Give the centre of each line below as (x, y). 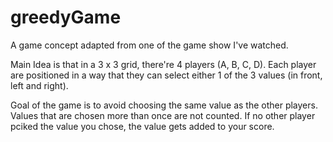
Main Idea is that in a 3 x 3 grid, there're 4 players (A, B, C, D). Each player (163, 64)
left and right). (39, 85)
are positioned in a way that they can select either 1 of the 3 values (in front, (166, 75)
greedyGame (66, 17)
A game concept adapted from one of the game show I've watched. (149, 45)
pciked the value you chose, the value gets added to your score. (142, 126)
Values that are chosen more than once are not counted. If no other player (163, 115)
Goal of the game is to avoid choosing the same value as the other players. (164, 105)
